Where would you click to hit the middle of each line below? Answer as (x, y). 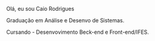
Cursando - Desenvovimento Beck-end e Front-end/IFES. (78, 32)
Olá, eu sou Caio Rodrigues (40, 9)
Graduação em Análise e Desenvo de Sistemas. (65, 20)
